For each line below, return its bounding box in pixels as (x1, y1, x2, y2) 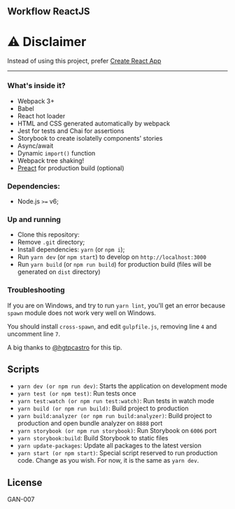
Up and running (7, 214, 62, 224)
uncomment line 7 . (7, 329, 61, 338)
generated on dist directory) (17, 267, 101, 276)
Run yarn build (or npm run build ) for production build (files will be (17, 260, 212, 269)
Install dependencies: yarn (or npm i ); (17, 245, 125, 254)
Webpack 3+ (17, 97, 55, 105)
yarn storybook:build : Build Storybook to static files (17, 434, 169, 442)
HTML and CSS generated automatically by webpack (17, 119, 170, 127)
